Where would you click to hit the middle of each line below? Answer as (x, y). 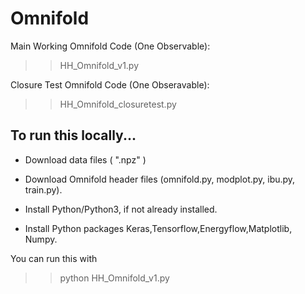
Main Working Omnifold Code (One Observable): (110, 46)
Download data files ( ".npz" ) (85, 159)
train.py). (43, 189)
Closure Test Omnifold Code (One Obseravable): (110, 84)
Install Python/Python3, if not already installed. (121, 209)
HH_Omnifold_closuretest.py (118, 104)
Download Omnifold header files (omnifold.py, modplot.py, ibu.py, (160, 179)
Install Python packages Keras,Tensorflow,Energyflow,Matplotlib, (158, 228)
